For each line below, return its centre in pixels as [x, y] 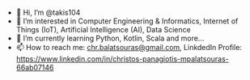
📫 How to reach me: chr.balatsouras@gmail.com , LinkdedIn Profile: [129, 47]
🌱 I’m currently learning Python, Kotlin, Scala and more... [110, 38]
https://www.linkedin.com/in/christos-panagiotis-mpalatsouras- [122, 59]
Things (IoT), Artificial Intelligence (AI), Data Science [104, 29]
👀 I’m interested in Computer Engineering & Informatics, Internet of [127, 21]
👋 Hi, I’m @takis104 [48, 13]
